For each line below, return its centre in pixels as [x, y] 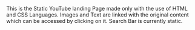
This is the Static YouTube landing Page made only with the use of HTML [97, 9]
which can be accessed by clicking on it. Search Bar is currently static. [94, 21]
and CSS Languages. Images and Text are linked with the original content [97, 15]
